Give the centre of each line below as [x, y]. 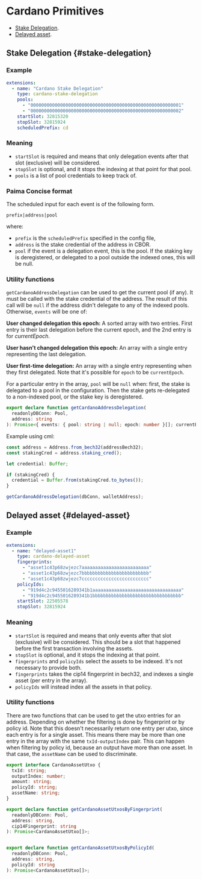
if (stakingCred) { [31, 474]
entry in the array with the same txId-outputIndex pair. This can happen [95, 741]
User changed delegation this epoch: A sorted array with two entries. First [99, 323]
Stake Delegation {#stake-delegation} [79, 53]
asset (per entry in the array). [51, 680]
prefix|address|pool [32, 215]
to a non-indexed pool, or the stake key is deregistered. [75, 397]
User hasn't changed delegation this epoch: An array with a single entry [97, 348]
